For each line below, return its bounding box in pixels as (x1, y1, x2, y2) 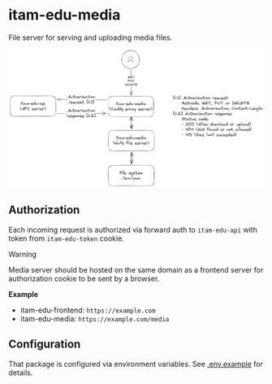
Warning (8, 249, 37, 259)
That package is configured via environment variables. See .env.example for (8, 359, 264, 369)
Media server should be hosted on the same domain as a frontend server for (8, 264, 264, 274)
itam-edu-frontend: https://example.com (19, 305, 156, 315)
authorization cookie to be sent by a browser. (8, 273, 160, 283)
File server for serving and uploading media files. (8, 33, 173, 42)
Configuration (8, 338, 81, 351)
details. (8, 368, 33, 377)
